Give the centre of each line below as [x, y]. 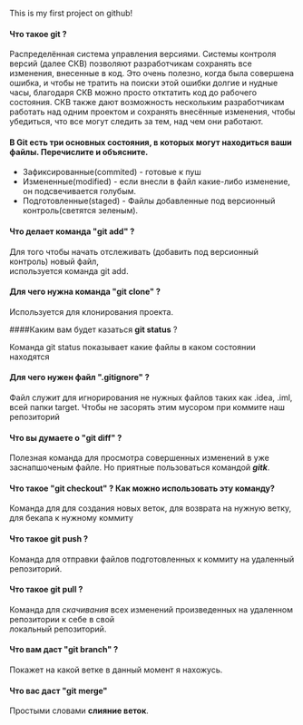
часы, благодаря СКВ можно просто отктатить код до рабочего [133, 93]
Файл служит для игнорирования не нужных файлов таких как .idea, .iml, [151, 397]
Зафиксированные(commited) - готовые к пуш [112, 172]
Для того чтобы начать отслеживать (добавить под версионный [134, 251]
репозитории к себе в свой [62, 619]
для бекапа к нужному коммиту [72, 518]
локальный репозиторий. [58, 629]
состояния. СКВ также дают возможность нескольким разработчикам [147, 103]
